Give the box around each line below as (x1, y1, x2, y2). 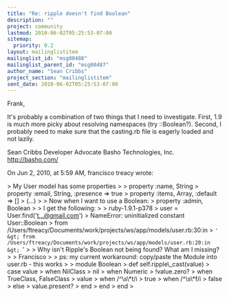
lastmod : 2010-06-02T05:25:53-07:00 (7, 29, 112, 37)
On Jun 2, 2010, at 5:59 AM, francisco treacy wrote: (7, 169, 153, 177)
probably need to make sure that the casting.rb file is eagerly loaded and (7, 127, 214, 136)
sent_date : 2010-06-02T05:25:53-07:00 (7, 81, 118, 88)
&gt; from (7, 234, 36, 240)
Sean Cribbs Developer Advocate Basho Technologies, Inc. (7, 148, 175, 156)
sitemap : (7, 36, 32, 43)
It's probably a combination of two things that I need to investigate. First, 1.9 (7, 113, 222, 121)
